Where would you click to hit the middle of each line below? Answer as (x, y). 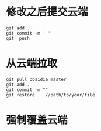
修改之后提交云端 (47, 12)
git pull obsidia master (36, 79)
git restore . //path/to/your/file (50, 95)
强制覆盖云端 (37, 120)
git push (18, 38)
